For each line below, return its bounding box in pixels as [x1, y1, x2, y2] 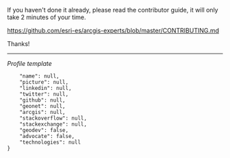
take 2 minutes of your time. [7, 13, 87, 21]
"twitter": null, [19, 91, 69, 98]
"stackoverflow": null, [19, 115, 88, 122]
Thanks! [7, 40, 30, 47]
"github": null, [19, 97, 66, 104]
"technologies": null [19, 139, 81, 146]
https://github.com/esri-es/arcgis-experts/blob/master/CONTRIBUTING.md [7, 27, 220, 34]
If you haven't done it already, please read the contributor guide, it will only [7, 6, 218, 14]
